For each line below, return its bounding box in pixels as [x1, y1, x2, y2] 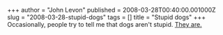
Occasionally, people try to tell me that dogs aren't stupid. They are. [7, 21, 202, 28]
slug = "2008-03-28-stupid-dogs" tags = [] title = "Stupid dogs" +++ [7, 13, 206, 21]
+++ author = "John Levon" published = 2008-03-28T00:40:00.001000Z [7, 6, 216, 14]
